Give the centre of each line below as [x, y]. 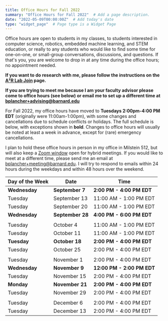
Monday [18, 285]
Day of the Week [28, 182]
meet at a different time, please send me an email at [59, 158]
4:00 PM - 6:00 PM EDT [123, 215]
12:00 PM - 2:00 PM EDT [124, 268]
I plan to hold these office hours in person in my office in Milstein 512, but [81, 148]
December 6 [68, 303]
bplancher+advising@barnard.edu [42, 101]
